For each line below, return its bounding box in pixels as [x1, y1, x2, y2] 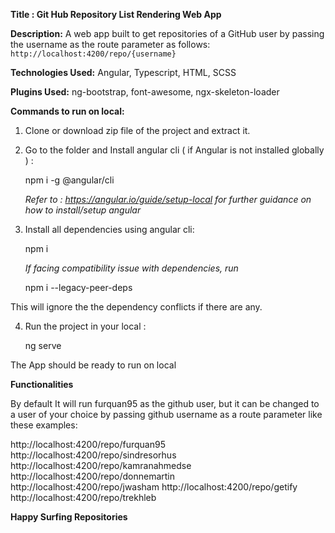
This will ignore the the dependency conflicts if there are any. [10, 301, 263, 313]
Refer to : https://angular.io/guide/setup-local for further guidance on [24, 194, 312, 205]
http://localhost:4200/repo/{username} [10, 49, 177, 59]
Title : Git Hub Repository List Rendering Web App [10, 9, 222, 20]
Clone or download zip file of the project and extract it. [24, 125, 251, 136]
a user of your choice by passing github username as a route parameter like [10, 409, 323, 420]
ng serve [24, 340, 62, 351]
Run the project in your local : [24, 320, 147, 332]
